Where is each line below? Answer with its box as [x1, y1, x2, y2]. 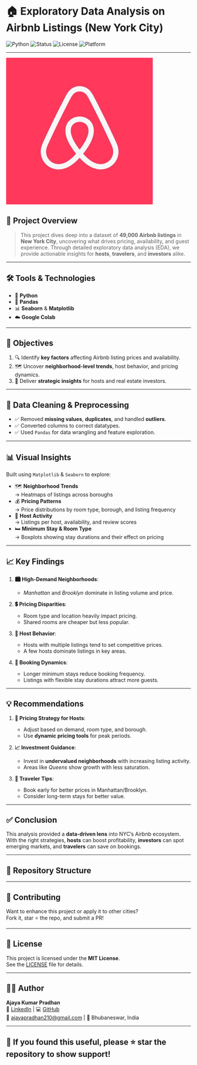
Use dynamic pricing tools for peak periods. [23, 732, 132, 739]
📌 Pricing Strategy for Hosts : [14, 714, 86, 721]
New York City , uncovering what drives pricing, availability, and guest [20, 238, 189, 245]
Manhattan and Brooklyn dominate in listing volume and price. [23, 589, 174, 596]
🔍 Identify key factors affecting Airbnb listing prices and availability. [14, 354, 181, 361]
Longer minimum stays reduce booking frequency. [23, 670, 145, 677]
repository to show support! [6, 1049, 111, 1059]
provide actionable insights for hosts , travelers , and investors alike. [20, 250, 186, 257]
